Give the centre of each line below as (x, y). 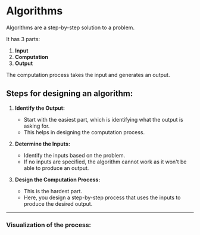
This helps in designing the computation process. (84, 132)
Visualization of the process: (49, 225)
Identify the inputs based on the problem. (74, 155)
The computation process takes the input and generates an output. (88, 75)
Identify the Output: (40, 108)
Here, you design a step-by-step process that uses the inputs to (102, 197)
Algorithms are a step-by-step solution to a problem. (71, 27)
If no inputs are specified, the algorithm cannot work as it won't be (105, 162)
